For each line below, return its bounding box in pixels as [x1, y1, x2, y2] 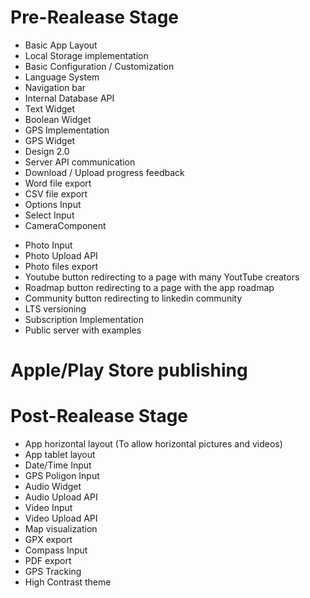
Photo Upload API [24, 249, 98, 261]
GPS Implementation [24, 124, 110, 136]
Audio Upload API [24, 491, 98, 503]
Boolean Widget [24, 113, 92, 125]
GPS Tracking [24, 566, 82, 578]
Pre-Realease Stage [10, 6, 180, 29]
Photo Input [24, 239, 73, 251]
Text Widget [24, 102, 76, 115]
